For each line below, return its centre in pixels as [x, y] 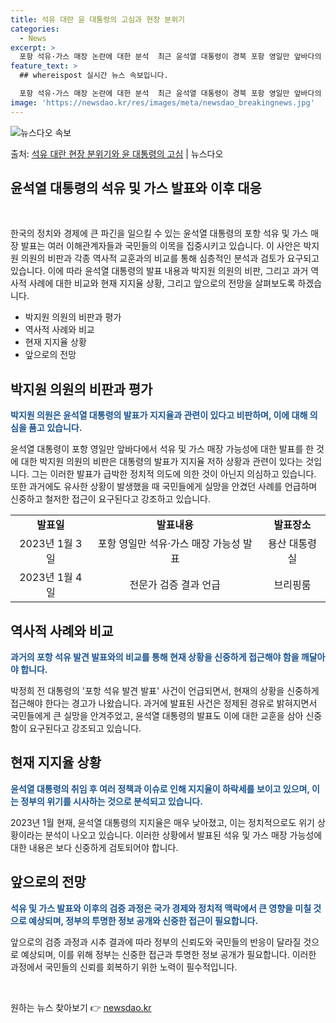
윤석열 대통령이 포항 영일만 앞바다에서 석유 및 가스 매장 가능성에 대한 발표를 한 [162, 449]
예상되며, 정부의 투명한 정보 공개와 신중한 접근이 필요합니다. [143, 920]
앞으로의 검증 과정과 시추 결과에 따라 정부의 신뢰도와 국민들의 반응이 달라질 [156, 942]
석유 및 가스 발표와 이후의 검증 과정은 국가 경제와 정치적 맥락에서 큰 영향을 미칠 [161, 908]
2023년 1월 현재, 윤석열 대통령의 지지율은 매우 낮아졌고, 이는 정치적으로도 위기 [162, 822]
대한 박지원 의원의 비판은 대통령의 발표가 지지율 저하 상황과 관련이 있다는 [162, 462]
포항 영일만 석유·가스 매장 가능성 [169, 544]
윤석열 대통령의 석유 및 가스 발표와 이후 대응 [136, 188]
